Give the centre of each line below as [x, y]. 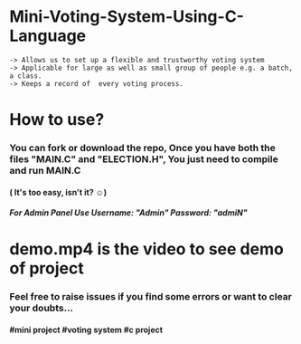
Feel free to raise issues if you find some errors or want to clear [150, 297]
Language [48, 36]
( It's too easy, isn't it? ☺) [58, 192]
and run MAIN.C [45, 171]
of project [47, 268]
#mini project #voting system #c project [86, 330]
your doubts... [42, 308]
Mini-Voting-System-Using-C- [127, 17]
